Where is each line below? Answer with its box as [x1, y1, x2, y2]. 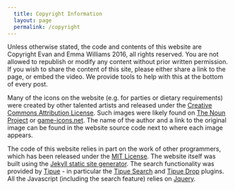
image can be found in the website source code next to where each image [7, 124, 224, 132]
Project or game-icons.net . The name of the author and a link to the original [7, 116, 227, 125]
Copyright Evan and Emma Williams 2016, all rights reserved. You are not [7, 50, 219, 58]
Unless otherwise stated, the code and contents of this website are [7, 43, 203, 51]
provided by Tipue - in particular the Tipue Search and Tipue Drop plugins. [7, 167, 224, 176]
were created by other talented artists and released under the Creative [7, 101, 212, 110]
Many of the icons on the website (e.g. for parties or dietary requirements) [7, 94, 224, 102]
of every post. [7, 80, 48, 89]
